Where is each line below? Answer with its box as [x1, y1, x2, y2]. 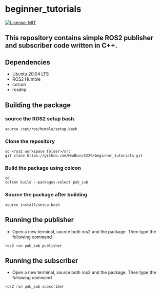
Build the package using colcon [5, 165, 81, 172]
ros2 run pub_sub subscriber [5, 284, 64, 289]
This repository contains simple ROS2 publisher [5, 34, 154, 42]
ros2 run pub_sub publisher [5, 243, 62, 248]
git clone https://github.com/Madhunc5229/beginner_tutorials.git [5, 153, 143, 158]
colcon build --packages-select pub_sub [5, 180, 89, 185]
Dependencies [5, 58, 50, 67]
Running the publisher [5, 216, 74, 224]
